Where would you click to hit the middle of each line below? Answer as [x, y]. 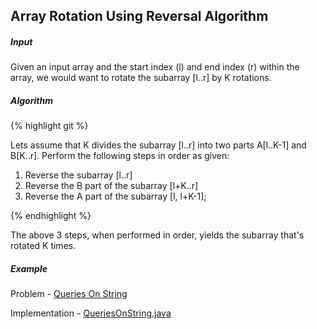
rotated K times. [43, 246]
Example [29, 268]
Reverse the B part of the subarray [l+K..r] [111, 186]
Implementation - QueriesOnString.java [91, 313]
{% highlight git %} [49, 126]
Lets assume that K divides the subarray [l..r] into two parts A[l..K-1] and [158, 145]
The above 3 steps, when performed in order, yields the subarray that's [157, 235]
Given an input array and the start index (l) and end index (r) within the [155, 67]
